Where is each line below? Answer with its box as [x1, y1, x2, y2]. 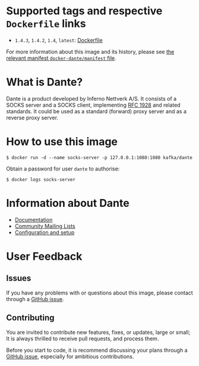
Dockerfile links [6, 17, 86, 30]
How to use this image [6, 135, 118, 148]
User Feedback [6, 249, 83, 263]
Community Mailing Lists [14, 222, 75, 229]
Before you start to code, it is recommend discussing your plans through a [6, 346, 188, 353]
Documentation [14, 216, 53, 223]
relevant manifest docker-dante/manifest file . [6, 54, 117, 61]
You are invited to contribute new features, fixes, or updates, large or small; [6, 328, 191, 336]
